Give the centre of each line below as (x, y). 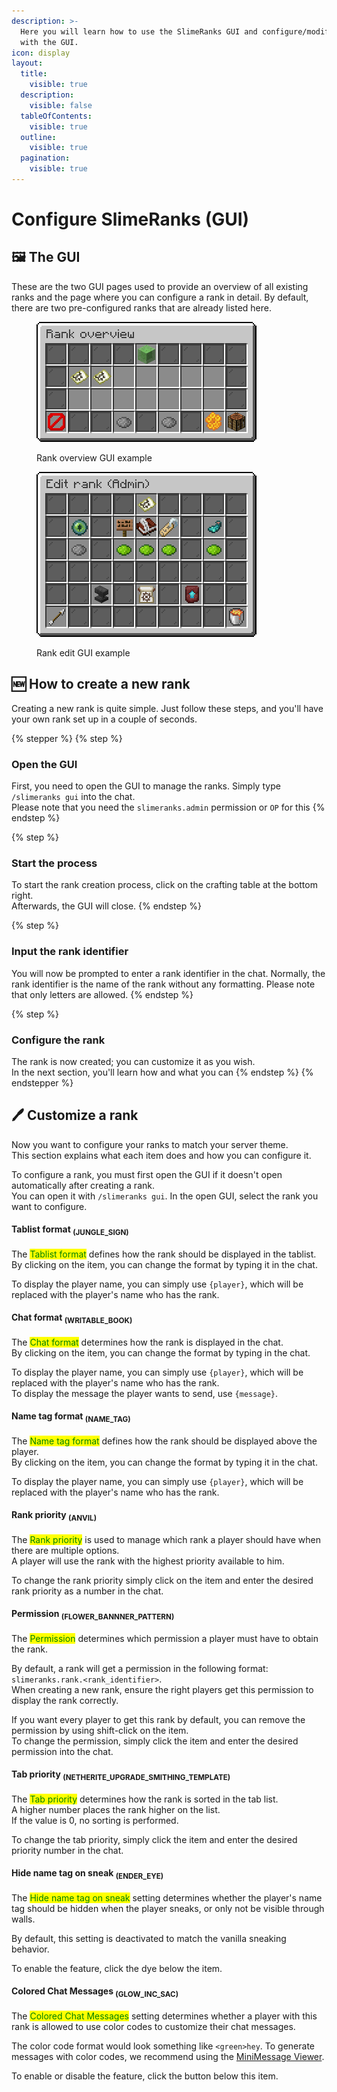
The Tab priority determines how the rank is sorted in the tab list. (145, 1799)
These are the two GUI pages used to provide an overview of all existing (160, 286)
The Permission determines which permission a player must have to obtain (165, 1638)
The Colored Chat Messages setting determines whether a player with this (164, 2016)
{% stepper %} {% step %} (67, 738)
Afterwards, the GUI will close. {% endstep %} (106, 906)
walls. (23, 1919)
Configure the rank (58, 1040)
